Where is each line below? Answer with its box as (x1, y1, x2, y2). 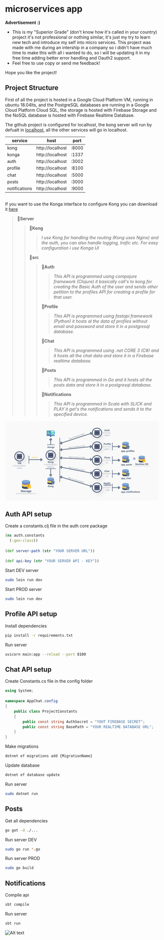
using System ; (5, 688, 34, 694)
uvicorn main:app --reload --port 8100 (5, 652, 86, 657)
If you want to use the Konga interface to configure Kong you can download (5, 201, 158, 207)
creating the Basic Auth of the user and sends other (53, 284, 158, 289)
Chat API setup (5, 665, 52, 674)
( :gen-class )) (9, 538, 38, 543)
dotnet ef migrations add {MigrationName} (5, 754, 93, 758)
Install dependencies (5, 623, 47, 629)
